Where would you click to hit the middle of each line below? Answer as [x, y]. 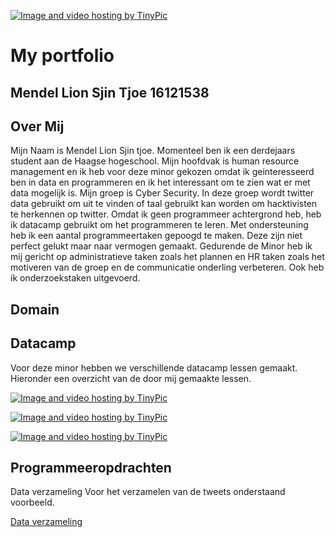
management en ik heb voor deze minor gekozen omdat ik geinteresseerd [162, 172]
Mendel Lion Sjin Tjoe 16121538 [110, 92]
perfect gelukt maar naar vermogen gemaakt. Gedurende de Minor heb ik [161, 246]
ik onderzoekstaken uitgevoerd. [75, 278]
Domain [35, 309]
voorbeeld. [32, 502]
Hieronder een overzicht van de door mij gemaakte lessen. [131, 378]
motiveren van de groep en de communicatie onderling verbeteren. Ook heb [167, 267]
